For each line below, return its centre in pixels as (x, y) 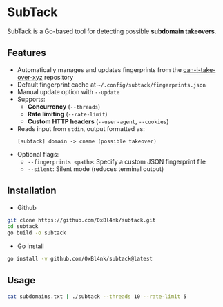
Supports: (31, 99)
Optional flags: (38, 154)
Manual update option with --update (68, 91)
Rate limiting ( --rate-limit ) (68, 114)
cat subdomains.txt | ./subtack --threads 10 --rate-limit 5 (97, 296)
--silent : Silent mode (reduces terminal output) (96, 169)
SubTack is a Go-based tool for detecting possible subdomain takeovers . (112, 31)
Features (27, 53)
